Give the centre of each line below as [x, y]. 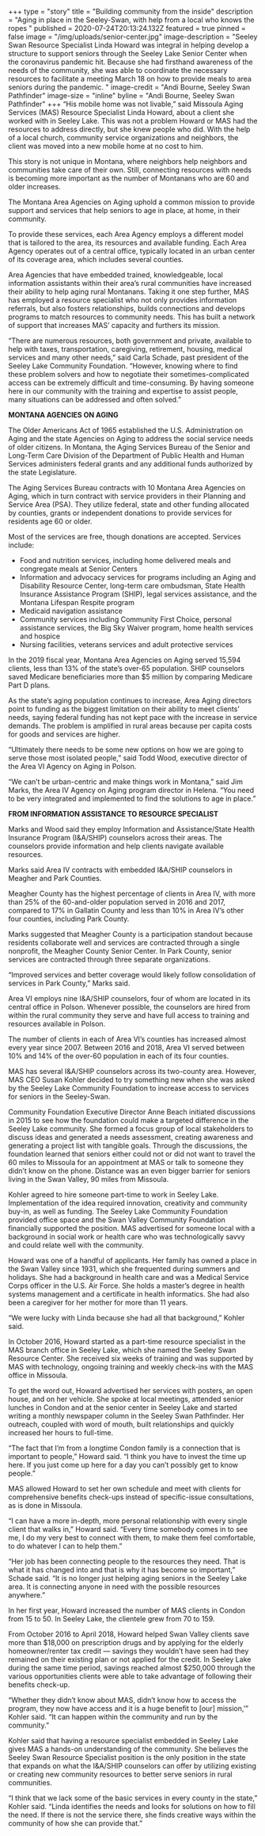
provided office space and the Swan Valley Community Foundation [117, 1220]
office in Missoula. [38, 1375]
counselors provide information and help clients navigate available [116, 846]
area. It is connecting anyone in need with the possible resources [114, 1587]
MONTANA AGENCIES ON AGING [63, 415]
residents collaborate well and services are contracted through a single [124, 943]
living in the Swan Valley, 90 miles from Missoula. [89, 1179]
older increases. [34, 187]
